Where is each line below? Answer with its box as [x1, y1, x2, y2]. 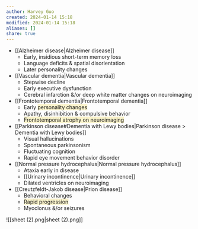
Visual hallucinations [23, 135, 74, 142]
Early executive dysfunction [23, 85, 92, 92]
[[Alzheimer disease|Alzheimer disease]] [14, 47, 114, 54]
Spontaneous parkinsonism [23, 142, 91, 149]
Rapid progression [23, 198, 69, 205]
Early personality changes [23, 104, 88, 111]
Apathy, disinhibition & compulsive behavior [23, 110, 130, 117]
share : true [6, 31, 36, 37]
